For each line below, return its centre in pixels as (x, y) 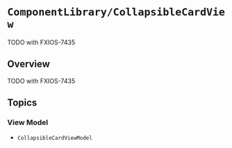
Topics (22, 103)
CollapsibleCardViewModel (55, 138)
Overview (29, 64)
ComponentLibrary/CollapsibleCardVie (116, 12)
